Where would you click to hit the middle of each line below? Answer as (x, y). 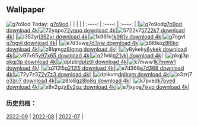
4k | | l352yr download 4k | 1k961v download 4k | (84, 36)
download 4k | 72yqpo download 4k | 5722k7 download (95, 30)
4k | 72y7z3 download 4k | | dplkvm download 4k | (89, 74)
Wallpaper (26, 10)
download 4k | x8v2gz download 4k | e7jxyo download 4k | (98, 87)
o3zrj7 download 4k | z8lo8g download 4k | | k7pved (91, 80)
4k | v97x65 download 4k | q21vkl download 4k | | (86, 55)
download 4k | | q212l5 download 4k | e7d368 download (95, 68)
